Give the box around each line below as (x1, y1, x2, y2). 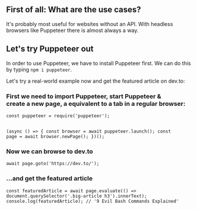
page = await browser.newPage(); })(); (6, 133, 105, 140)
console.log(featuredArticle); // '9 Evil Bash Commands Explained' (6, 198, 179, 204)
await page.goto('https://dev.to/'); (6, 161, 100, 167)
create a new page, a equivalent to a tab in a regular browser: (6, 99, 186, 108)
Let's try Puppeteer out (6, 44, 94, 54)
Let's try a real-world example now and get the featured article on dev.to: (6, 77, 185, 85)
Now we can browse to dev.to (6, 147, 93, 156)
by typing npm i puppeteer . (6, 66, 72, 73)
